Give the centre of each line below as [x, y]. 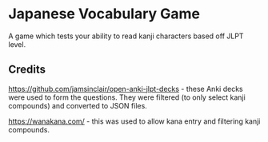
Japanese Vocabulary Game [104, 14]
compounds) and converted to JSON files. [78, 105]
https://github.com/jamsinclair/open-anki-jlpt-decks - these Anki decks [126, 89]
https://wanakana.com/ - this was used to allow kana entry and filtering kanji [134, 121]
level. [17, 44]
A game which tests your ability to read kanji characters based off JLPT [126, 36]
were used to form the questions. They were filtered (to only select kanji [127, 97]
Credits [27, 70]
